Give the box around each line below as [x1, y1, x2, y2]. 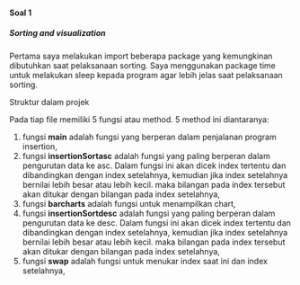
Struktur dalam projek [9, 96, 90, 107]
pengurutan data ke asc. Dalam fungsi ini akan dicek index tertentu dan [22, 160, 287, 171]
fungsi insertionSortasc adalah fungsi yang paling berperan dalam [22, 150, 271, 161]
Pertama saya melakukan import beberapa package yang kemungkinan [9, 50, 273, 61]
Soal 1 [9, 7, 32, 18]
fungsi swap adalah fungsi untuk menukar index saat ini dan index [22, 255, 268, 266]
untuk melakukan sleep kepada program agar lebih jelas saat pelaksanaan [9, 69, 283, 80]
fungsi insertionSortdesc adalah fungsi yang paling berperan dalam [22, 208, 276, 218]
